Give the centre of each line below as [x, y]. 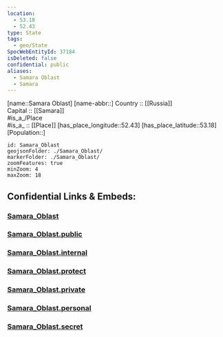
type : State [24, 33]
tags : [15, 39]
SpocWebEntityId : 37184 [41, 52]
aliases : [20, 71]
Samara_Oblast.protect [46, 271]
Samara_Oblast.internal [47, 253]
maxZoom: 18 [24, 175]
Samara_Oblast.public [45, 235]
